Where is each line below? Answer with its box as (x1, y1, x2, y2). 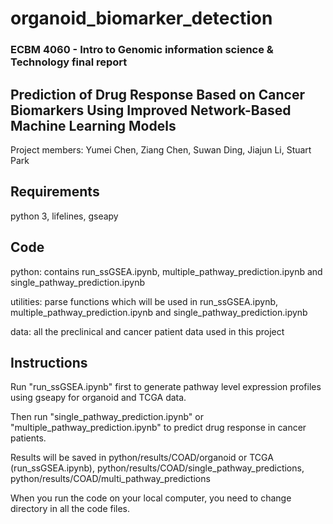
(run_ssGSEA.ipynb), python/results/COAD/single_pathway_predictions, (10, 462, 305, 474)
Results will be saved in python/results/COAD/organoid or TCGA (10, 452, 274, 464)
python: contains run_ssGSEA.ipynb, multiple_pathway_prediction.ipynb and (10, 265, 323, 277)
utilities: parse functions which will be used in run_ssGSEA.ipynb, (10, 295, 279, 307)
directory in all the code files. (10, 503, 131, 515)
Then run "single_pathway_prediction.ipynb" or (10, 411, 204, 423)
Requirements (10, 183, 100, 201)
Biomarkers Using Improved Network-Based (10, 102, 292, 119)
